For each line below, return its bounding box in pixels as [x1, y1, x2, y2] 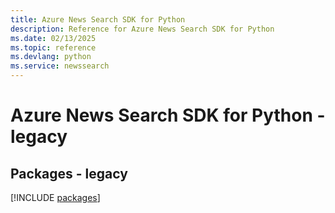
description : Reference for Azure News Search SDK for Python [10, 24, 275, 34]
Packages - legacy [10, 165, 128, 182]
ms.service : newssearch [10, 61, 110, 71]
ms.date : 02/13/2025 [10, 33, 97, 43]
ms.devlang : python [10, 52, 92, 62]
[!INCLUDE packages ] [10, 192, 101, 203]
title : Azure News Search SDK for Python [10, 14, 186, 25]
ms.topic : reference [10, 42, 97, 53]
